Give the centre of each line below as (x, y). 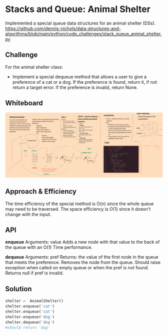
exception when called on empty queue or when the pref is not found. (77, 268)
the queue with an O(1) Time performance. (49, 247)
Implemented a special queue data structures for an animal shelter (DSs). (80, 23)
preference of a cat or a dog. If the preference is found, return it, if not (85, 82)
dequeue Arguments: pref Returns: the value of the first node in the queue (82, 257)
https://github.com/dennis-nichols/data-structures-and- (63, 28)
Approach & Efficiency (41, 192)
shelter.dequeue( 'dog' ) (30, 322)
